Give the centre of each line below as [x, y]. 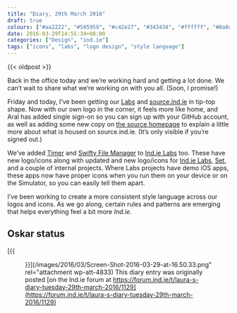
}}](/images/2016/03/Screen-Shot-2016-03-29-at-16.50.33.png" [119, 264]
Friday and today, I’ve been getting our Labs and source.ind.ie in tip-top [111, 102]
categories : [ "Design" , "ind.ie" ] [58, 40]
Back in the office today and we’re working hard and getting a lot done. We [116, 81]
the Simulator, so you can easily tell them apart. [76, 183]
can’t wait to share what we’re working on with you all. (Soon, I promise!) [113, 88]
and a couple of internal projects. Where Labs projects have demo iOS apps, [118, 168]
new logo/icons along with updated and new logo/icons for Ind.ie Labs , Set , [117, 160]
